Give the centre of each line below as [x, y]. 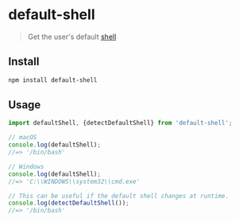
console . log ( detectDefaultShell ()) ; [69, 203]
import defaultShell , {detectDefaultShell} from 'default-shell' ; [120, 123]
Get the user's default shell [72, 37]
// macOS [23, 138]
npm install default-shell [53, 80]
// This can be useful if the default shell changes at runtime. [118, 196]
